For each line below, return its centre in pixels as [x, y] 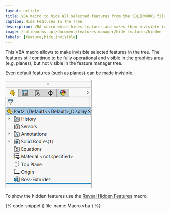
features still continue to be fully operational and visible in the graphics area [84, 58]
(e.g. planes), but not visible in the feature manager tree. [64, 63]
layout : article [22, 11]
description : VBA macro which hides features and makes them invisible [82, 27]
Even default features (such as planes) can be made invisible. [69, 73]
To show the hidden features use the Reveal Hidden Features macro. [77, 196]
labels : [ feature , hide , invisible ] [42, 37]
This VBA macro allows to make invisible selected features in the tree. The [82, 52]
